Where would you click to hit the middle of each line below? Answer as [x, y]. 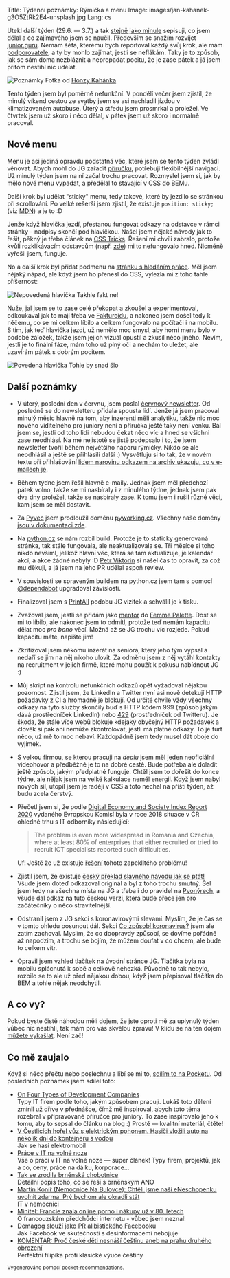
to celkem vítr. [37, 947]
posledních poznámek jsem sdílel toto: [61, 1081]
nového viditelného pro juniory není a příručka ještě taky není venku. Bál [119, 425]
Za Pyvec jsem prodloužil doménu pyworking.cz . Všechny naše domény [119, 518]
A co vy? [26, 1005]
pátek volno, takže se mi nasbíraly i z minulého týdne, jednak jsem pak [117, 489]
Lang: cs [99, 17]
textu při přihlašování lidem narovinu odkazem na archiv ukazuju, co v [116, 462]
